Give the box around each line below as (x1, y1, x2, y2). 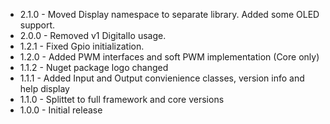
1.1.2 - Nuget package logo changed (19, 62, 169, 73)
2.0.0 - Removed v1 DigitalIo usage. (19, 30, 167, 41)
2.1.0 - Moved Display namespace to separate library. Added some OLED (19, 9, 320, 20)
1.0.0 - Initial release (19, 104, 103, 116)
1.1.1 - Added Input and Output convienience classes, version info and (19, 72, 305, 84)
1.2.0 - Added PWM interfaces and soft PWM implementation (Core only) (19, 51, 320, 63)
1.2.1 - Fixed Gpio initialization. (19, 40, 145, 52)
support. (19, 19, 56, 31)
